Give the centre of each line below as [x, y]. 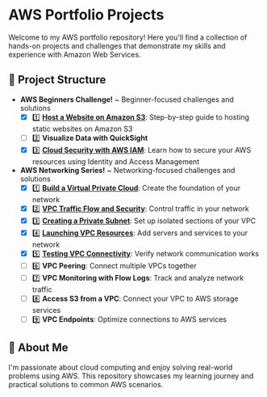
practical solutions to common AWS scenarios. [86, 384]
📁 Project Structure [57, 80]
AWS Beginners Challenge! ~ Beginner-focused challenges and [127, 99]
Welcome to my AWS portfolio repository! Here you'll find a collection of [128, 37]
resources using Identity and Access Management [116, 161]
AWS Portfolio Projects [86, 15]
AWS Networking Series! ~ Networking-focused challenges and [127, 170]
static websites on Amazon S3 [82, 129]
